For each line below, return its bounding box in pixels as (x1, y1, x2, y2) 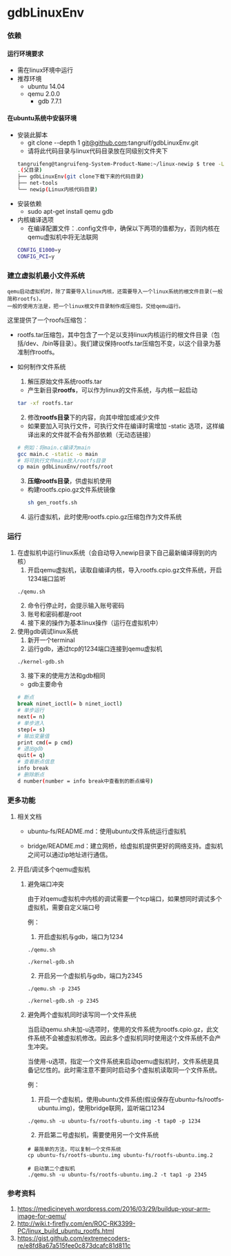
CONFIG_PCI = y (17, 253, 55, 260)
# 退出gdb (17, 745, 43, 752)
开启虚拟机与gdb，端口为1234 (37, 933, 124, 941)
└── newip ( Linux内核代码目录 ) (17, 186, 98, 193)
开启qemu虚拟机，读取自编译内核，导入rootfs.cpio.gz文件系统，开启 (27, 566, 222, 574)
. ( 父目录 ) (17, 167, 43, 174)
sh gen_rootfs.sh (27, 500, 78, 507)
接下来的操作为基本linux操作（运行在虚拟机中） (27, 619, 162, 627)
